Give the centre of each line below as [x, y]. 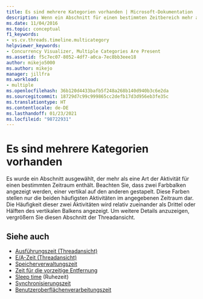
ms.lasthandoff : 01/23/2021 [42, 113]
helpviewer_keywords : [34, 46]
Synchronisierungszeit [43, 283]
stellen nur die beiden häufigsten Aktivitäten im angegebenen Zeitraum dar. [100, 198]
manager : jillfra [28, 74]
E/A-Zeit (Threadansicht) [46, 257]
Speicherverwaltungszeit [46, 264]
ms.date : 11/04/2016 [32, 23]
